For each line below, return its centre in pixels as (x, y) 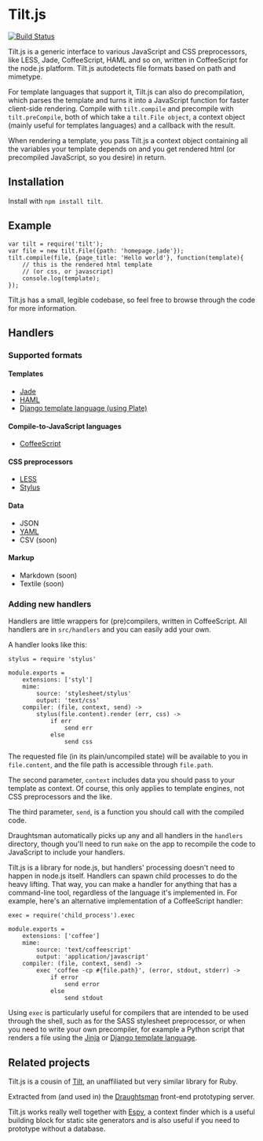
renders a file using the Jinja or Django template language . (103, 1038)
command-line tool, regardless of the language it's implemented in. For (123, 893)
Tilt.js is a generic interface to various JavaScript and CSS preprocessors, (128, 51)
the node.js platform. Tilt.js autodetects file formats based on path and (122, 68)
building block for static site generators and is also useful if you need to (124, 1120)
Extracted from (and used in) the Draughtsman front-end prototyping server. (131, 1097)
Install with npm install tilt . (56, 201)
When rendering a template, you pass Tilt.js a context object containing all (128, 140)
